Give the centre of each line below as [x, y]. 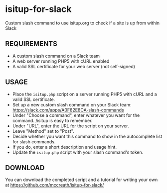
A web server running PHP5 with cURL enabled [61, 61]
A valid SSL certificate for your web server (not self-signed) [74, 66]
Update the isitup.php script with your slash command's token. [78, 152]
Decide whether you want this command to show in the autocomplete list [87, 136]
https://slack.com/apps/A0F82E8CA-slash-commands [68, 110]
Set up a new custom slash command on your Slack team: [72, 104]
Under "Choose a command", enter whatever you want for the [76, 115]
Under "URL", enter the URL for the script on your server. [71, 126]
